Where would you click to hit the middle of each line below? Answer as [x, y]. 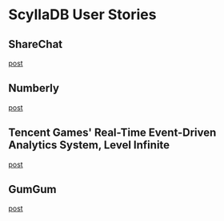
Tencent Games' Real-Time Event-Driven [112, 133]
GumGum [32, 189]
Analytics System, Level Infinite [89, 145]
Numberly [34, 88]
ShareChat [36, 44]
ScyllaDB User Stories [82, 15]
